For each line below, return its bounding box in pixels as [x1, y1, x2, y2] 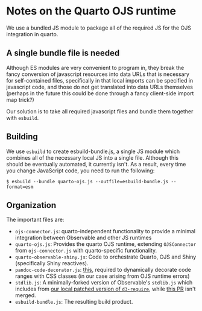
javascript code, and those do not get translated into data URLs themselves [6, 83, 193, 90]
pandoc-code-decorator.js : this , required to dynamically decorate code [14, 266, 192, 274]
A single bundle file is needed [6, 48, 120, 58]
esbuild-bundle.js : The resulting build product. [14, 298, 133, 306]
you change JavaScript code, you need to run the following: [6, 167, 155, 174]
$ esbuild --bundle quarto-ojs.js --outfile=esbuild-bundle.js [6, 178, 169, 184]
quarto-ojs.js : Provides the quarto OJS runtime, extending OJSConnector [14, 240, 197, 248]
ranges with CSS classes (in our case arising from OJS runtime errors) [14, 272, 190, 280]
